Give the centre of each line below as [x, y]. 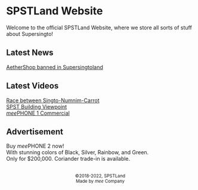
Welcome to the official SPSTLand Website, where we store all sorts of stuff [99, 27]
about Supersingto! [30, 33]
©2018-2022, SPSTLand [100, 176]
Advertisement [35, 132]
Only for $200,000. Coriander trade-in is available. [68, 159]
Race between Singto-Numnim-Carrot [53, 100]
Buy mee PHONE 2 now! [35, 146]
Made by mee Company [100, 181]
